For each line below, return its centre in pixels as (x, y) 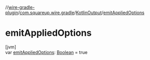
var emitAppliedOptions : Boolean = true (46, 52)
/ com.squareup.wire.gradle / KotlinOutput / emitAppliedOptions (81, 13)
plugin (12, 13)
